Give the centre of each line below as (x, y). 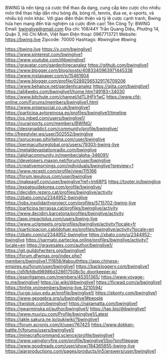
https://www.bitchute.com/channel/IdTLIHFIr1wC (55, 97)
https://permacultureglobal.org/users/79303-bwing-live (62, 144)
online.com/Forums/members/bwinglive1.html (52, 102)
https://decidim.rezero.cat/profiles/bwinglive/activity (59, 192)
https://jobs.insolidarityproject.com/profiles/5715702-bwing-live (71, 203)
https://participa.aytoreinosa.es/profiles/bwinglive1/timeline (66, 113)
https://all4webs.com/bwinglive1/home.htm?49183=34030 (65, 91)
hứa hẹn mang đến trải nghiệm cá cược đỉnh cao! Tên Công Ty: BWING (78, 23)
